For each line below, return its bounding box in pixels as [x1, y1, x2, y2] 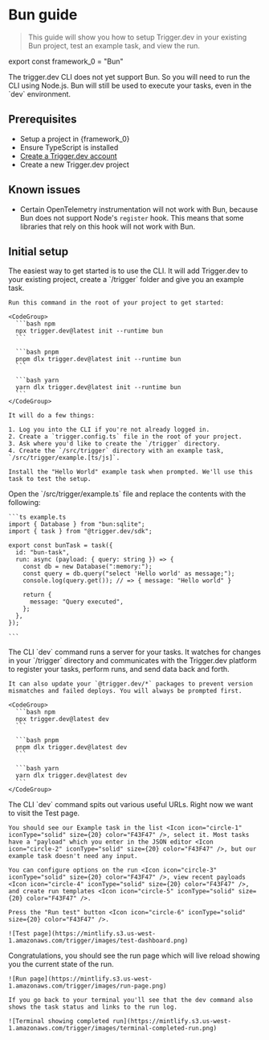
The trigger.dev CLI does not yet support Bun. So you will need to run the [8, 72, 251, 81]
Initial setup [8, 244, 69, 259]
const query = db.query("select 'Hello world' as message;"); [22, 570, 235, 578]
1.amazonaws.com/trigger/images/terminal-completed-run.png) [8, 1025, 218, 1033]
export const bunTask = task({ [8, 541, 113, 549]
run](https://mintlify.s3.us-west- [112, 1017, 231, 1025]
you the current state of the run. [8, 959, 114, 969]
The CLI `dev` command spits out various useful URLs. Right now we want [8, 800, 254, 810]
